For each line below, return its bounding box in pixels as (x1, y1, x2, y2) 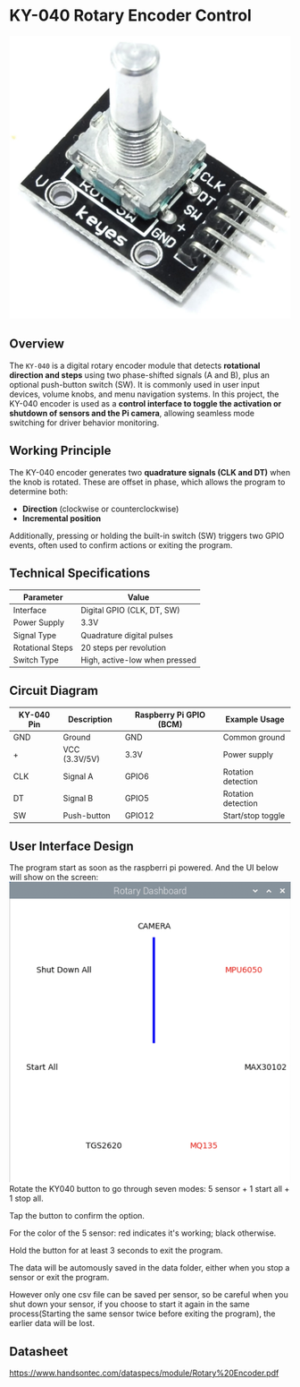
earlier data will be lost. (9, 1318, 96, 1329)
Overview (9, 337, 65, 352)
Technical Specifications (9, 565, 151, 580)
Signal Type (12, 629, 57, 640)
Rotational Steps (12, 642, 73, 653)
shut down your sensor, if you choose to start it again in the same (9, 1299, 250, 1310)
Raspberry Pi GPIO (135, 709, 206, 720)
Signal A (62, 771, 94, 782)
